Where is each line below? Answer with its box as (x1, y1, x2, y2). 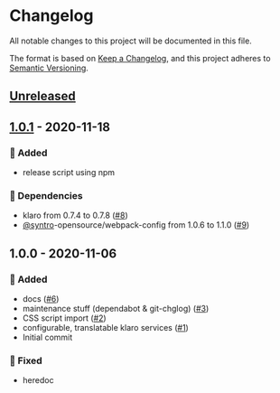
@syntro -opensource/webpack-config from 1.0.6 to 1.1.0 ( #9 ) (22, 220, 250, 230)
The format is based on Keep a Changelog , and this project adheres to (9, 52, 271, 63)
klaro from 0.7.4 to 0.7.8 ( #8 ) (22, 210, 128, 221)
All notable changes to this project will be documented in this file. (9, 35, 253, 46)
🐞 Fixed (9, 354, 42, 367)
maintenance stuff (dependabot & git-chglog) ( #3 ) (22, 304, 210, 313)
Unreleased (9, 89, 77, 104)
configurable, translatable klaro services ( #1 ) (22, 323, 190, 332)
